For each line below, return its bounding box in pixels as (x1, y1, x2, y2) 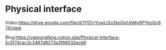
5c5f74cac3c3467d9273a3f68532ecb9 (5, 39, 86, 45)
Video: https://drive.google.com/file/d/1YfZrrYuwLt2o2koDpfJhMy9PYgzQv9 (5, 20, 161, 25)
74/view (5, 25, 21, 30)
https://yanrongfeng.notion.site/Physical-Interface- (15, 34, 120, 40)
